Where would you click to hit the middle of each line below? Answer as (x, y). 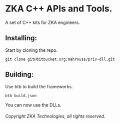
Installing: (21, 38)
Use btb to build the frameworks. (39, 86)
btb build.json (21, 96)
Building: (19, 74)
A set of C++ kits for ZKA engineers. (42, 22)
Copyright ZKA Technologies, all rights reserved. (55, 116)
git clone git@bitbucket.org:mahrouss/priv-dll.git (60, 59)
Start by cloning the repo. (31, 50)
